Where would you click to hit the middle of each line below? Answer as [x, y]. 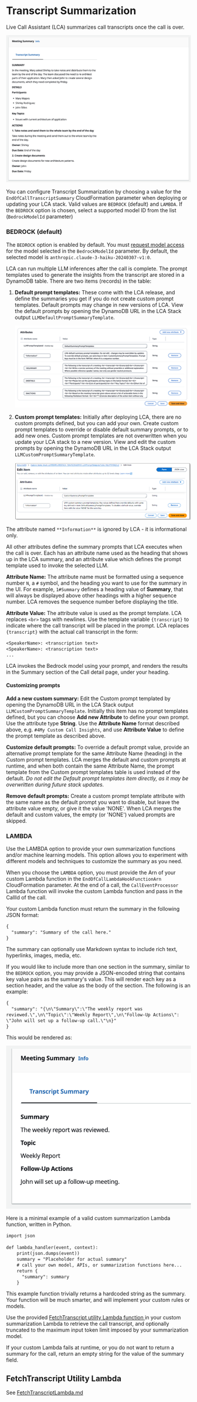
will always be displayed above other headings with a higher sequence [91, 595]
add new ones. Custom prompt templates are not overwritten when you [101, 436]
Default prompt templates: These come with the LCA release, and [95, 292]
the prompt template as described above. [56, 736]
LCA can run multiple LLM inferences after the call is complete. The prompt [97, 269]
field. [12, 1360]
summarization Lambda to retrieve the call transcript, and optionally [88, 1324]
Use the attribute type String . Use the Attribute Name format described [93, 723]
